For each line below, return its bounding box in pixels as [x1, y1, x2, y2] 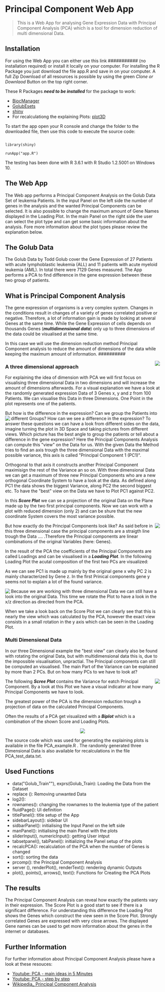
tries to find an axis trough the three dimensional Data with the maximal [5, 447, 149, 453]
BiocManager [12, 98, 40, 104]
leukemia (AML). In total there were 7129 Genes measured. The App [5, 267, 142, 273]
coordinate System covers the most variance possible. [5, 514, 115, 519]
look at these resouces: [5, 961, 53, 967]
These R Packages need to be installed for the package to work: [5, 88, 136, 94]
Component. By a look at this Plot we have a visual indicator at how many [5, 683, 153, 689]
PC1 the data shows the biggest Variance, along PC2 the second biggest [5, 483, 152, 489]
